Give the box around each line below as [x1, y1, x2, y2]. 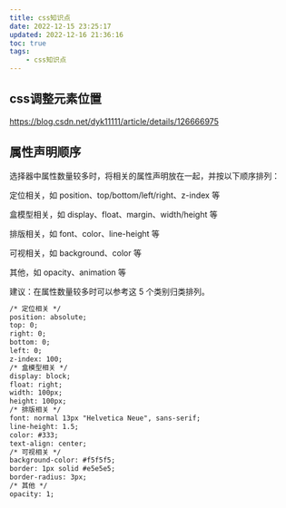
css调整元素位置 [9, 92, 102, 107]
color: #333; [9, 430, 59, 440]
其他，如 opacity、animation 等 [9, 267, 127, 278]
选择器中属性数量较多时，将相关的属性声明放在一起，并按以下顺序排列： [9, 170, 280, 181]
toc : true [9, 38, 47, 48]
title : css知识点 [9, 13, 71, 23]
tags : [9, 47, 30, 56]
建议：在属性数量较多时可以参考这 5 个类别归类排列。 [9, 286, 211, 297]
